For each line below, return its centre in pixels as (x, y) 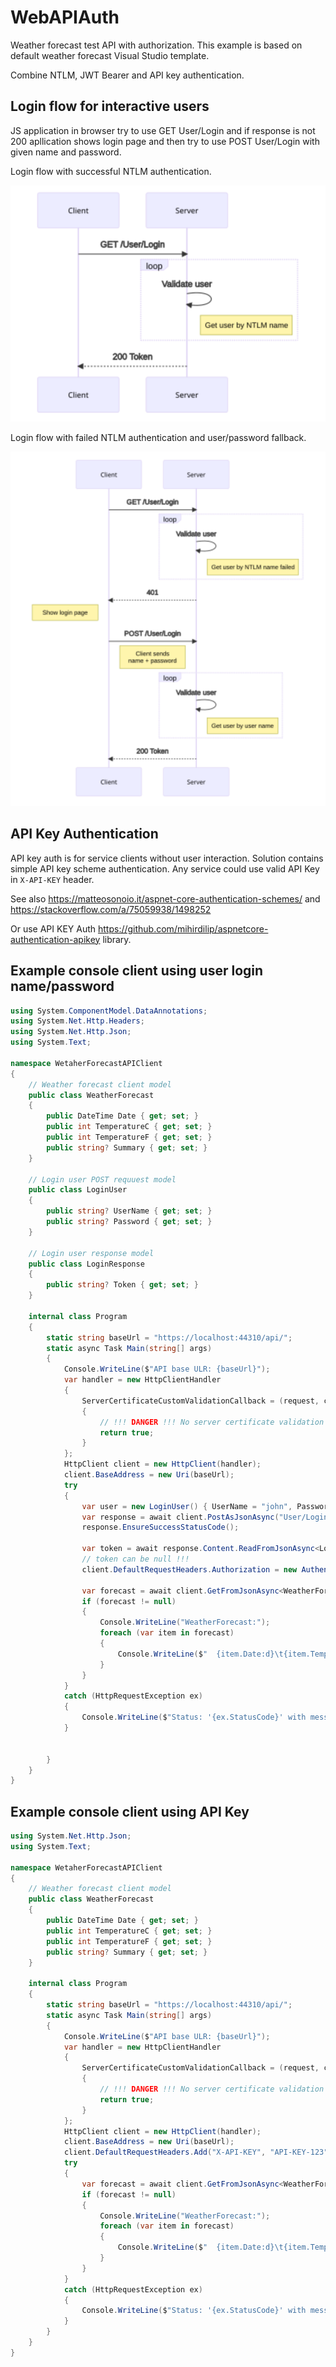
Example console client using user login (137, 971)
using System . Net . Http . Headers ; (77, 1021)
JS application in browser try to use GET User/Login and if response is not (163, 130)
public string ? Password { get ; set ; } (129, 1222)
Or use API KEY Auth (53, 928)
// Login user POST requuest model (102, 1179)
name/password (62, 986)
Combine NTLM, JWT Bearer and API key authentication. (127, 75)
